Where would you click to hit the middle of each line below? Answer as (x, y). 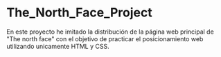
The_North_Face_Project (80, 13)
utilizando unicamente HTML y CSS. (58, 46)
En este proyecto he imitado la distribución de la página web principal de (110, 32)
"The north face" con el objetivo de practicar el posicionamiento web (105, 38)
